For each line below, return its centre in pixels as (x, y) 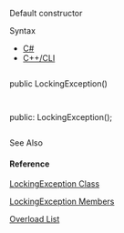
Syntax (23, 30)
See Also (26, 143)
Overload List (35, 219)
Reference (30, 164)
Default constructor (46, 13)
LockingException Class (55, 184)
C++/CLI (39, 58)
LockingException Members (62, 202)
